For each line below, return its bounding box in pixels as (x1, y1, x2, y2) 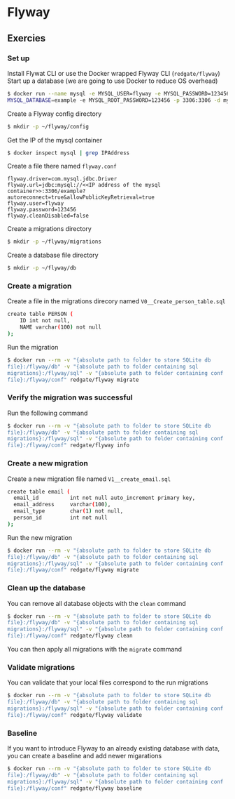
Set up (7, 53, 30, 63)
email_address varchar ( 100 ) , (13, 501, 111, 508)
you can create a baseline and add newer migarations (7, 752, 162, 760)
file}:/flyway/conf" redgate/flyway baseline (7, 784, 142, 792)
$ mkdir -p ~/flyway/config (7, 123, 90, 130)
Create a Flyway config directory (7, 110, 102, 118)
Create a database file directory (7, 251, 99, 260)
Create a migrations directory (7, 225, 92, 233)
